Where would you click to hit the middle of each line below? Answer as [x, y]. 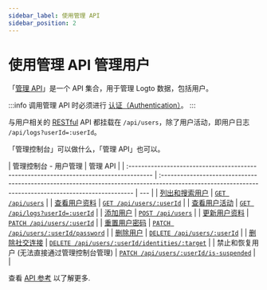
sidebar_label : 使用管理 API [54, 16]
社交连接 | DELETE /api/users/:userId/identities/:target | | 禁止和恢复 [133, 243]
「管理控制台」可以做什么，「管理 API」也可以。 [86, 149]
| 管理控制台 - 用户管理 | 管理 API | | [67, 166]
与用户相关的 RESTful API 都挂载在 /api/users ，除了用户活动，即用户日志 [129, 122]
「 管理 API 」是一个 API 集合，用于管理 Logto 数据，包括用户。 [111, 88]
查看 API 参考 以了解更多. [49, 278]
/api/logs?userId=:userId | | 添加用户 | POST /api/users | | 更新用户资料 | [129, 213]
